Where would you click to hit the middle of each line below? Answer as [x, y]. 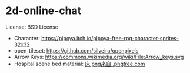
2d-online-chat [44, 11]
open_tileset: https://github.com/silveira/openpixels [76, 50]
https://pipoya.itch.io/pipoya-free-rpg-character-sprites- [110, 38]
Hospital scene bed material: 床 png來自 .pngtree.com [79, 64]
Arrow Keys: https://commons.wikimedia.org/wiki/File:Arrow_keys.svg [99, 57]
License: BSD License [32, 27]
